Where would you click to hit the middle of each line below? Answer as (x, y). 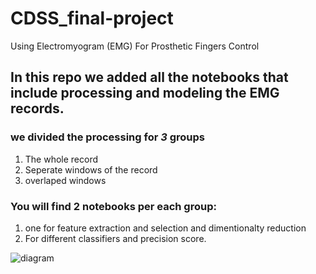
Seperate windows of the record (91, 169)
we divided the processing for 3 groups (107, 137)
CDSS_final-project (92, 18)
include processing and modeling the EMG (145, 93)
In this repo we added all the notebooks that (149, 77)
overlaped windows (65, 180)
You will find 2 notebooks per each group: (113, 206)
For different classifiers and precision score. (115, 238)
